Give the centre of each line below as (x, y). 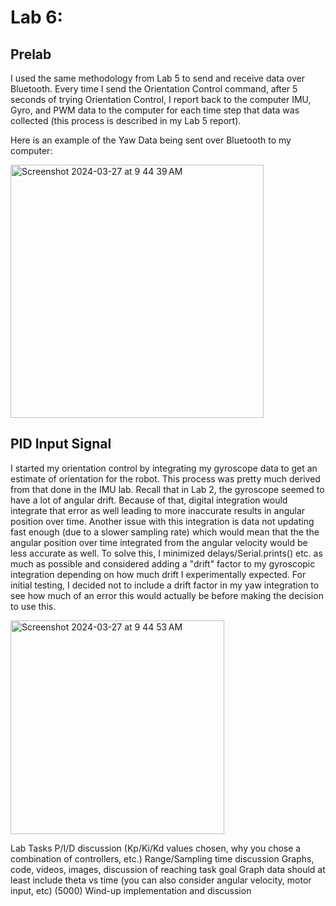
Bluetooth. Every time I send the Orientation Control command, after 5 (154, 89)
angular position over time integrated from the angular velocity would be (159, 542)
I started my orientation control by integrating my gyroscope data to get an (164, 468)
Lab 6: (36, 17)
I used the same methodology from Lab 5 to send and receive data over (158, 78)
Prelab (31, 54)
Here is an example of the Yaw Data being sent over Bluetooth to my (151, 140)
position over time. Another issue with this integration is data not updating (162, 521)
